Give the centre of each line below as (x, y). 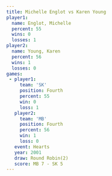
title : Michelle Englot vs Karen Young (56, 12)
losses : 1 (24, 40)
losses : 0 (24, 68)
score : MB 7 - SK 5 (39, 164)
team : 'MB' (33, 119)
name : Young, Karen (36, 51)
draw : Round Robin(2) (41, 158)
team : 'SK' (33, 85)
